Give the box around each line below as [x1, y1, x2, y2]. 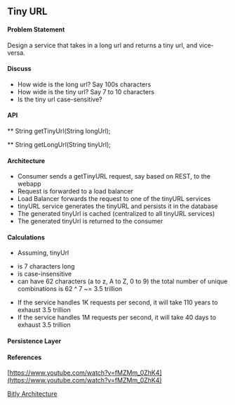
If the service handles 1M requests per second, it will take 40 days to [17, 313, 216, 322]
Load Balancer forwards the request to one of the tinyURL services [17, 195, 211, 203]
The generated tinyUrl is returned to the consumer [17, 217, 163, 226]
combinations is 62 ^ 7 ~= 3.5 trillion [17, 285, 123, 293]
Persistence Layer [7, 337, 62, 345]
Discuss [7, 65, 32, 73]
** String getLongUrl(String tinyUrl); [7, 141, 111, 148]
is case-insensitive [17, 270, 72, 278]
